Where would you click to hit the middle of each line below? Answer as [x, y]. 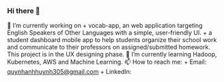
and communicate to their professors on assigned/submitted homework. [109, 47]
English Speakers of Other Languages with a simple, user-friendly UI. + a [110, 33]
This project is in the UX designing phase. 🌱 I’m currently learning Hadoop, [112, 54]
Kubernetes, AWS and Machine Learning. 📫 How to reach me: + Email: [107, 62]
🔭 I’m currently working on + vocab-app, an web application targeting [105, 26]
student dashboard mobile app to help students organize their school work [112, 40]
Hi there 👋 [24, 11]
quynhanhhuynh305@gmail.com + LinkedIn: [69, 72]
